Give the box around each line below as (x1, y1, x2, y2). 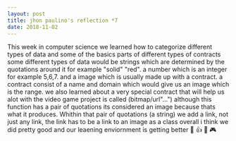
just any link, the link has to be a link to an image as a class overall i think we (7, 118, 229, 126)
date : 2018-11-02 (7, 23, 58, 30)
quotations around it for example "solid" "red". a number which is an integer (7, 65, 228, 74)
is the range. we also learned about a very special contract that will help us (7, 87, 225, 96)
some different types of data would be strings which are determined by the (7, 58, 225, 66)
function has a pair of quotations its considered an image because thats (7, 103, 216, 111)
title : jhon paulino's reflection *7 (7, 17, 118, 24)
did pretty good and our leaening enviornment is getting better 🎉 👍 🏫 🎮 (7, 125, 217, 134)
